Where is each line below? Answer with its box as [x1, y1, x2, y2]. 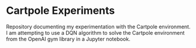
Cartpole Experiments [6, 4, 115, 17]
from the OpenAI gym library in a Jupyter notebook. [6, 35, 130, 42]
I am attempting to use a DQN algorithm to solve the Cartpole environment [6, 29, 185, 36]
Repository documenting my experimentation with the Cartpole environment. [6, 23, 191, 30]
